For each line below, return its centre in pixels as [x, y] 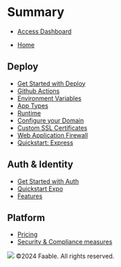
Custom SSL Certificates [52, 128]
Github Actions [38, 90]
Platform [26, 217]
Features [30, 196]
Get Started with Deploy [51, 83]
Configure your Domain [50, 120]
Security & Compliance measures [65, 242]
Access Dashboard [44, 31]
